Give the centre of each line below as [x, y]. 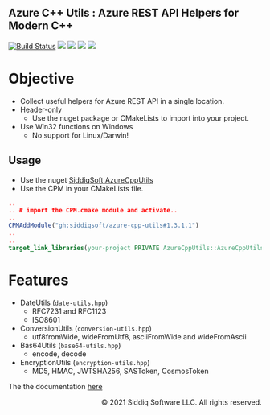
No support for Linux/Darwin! [80, 135]
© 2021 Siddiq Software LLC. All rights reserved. [181, 402]
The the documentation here [55, 386]
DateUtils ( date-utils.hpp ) [64, 302]
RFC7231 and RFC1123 [69, 311]
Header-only [41, 109]
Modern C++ [41, 26]
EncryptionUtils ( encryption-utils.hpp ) [85, 362]
